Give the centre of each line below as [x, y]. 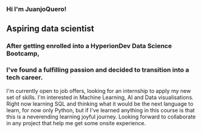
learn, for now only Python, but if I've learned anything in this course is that [101, 110]
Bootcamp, [23, 53]
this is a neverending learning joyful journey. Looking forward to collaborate [101, 117]
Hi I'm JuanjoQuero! [37, 9]
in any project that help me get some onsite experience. [76, 123]
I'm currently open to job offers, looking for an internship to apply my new [99, 90]
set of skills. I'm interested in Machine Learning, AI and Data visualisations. [100, 97]
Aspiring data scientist [50, 29]
